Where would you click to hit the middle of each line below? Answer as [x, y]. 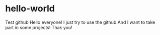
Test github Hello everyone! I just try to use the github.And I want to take [80, 22]
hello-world [30, 9]
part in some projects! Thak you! [39, 27]
